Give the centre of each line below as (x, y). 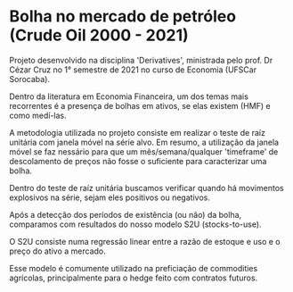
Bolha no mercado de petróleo (123, 17)
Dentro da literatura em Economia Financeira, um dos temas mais (129, 96)
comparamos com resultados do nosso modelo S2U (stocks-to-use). (135, 224)
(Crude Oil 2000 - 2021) (99, 35)
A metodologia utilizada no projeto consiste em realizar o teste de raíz (137, 132)
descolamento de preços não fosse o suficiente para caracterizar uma (138, 161)
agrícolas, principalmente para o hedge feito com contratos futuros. (134, 278)
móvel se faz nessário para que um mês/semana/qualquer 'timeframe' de (144, 151)
